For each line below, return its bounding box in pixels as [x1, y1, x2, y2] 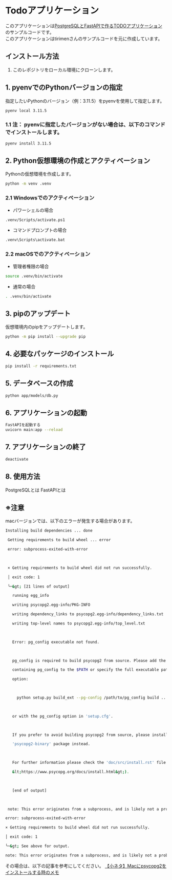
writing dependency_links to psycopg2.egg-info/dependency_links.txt [12, 612, 164, 617]
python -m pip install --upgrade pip [5, 334, 86, 339]
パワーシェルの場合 [12, 207, 54, 213]
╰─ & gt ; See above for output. [5, 844, 70, 849]
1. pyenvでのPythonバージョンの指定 [5, 83, 123, 92]
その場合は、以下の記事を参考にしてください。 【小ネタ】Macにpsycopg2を [5, 863, 167, 869]
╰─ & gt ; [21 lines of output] [7, 584, 70, 589]
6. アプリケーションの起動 [5, 408, 87, 417]
